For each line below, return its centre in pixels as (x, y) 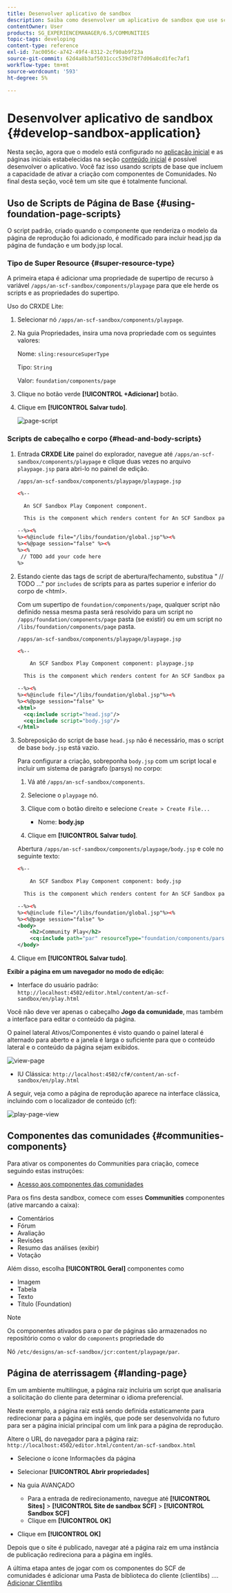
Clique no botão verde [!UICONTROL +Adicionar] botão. (98, 394)
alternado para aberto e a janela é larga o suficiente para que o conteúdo (111, 1040)
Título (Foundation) (44, 1304)
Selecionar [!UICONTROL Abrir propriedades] (83, 1471)
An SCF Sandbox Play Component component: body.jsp (106, 882)
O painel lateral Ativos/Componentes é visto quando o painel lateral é (105, 1033)
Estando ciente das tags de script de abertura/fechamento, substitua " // (120, 576)
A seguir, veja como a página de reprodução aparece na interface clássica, (114, 1094)
